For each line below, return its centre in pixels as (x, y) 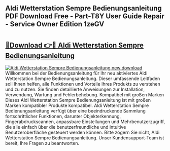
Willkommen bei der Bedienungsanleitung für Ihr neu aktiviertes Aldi (76, 73)
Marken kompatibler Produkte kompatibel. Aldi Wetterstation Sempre (77, 105)
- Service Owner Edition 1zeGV (55, 24)
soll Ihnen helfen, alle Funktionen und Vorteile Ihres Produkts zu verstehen (83, 84)
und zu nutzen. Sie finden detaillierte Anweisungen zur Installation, (75, 89)
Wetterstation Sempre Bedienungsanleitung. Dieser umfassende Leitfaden (83, 79)
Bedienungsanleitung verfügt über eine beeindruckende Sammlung (75, 111)
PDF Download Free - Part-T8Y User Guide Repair (85, 16)
